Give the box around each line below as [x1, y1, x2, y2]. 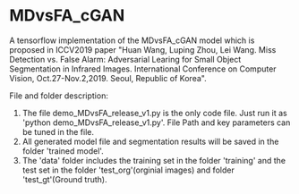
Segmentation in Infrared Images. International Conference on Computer [9, 63, 277, 74]
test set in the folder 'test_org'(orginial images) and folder [21, 164, 235, 175]
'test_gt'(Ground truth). [21, 173, 107, 184]
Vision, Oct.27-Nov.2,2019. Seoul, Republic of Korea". [9, 72, 208, 83]
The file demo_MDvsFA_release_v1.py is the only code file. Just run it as [21, 107, 288, 118]
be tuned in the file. [21, 126, 94, 137]
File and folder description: [9, 90, 109, 101]
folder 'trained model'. [21, 145, 105, 156]
